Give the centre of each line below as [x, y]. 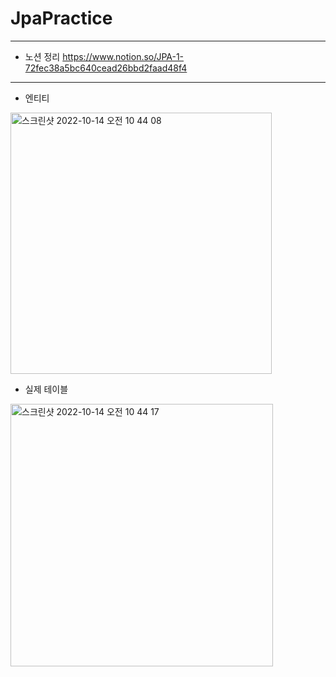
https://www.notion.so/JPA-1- [123, 56]
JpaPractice [61, 18]
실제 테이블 [46, 389]
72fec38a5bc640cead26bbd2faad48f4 [106, 68]
